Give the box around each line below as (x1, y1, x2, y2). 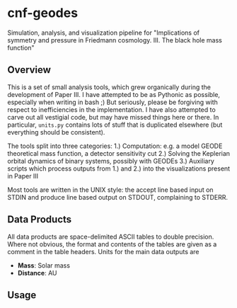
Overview (7, 64, 52, 76)
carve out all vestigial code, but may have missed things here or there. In (7, 113, 219, 121)
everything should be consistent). (7, 127, 105, 136)
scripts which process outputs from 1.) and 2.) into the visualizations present (7, 164, 231, 173)
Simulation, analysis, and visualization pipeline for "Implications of (7, 28, 200, 37)
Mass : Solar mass (17, 261, 71, 270)
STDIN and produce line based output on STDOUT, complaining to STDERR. (7, 193, 229, 201)
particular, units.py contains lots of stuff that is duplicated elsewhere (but (7, 120, 223, 129)
